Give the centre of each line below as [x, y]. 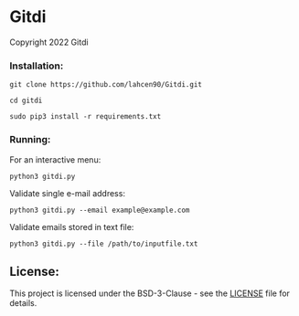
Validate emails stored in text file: [72, 226]
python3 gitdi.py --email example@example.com [100, 210]
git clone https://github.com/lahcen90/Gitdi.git [106, 85]
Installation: [37, 66]
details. [23, 303]
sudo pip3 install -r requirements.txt [85, 117]
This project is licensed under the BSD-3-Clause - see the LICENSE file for [150, 293]
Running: [30, 140]
